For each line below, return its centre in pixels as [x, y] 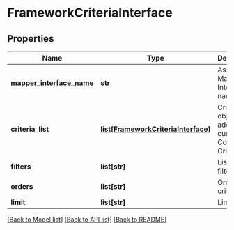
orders [22, 186]
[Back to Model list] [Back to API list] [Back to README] [87, 220]
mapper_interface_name [52, 83]
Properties [31, 39]
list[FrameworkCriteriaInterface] [156, 129]
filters [21, 167]
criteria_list [30, 129]
